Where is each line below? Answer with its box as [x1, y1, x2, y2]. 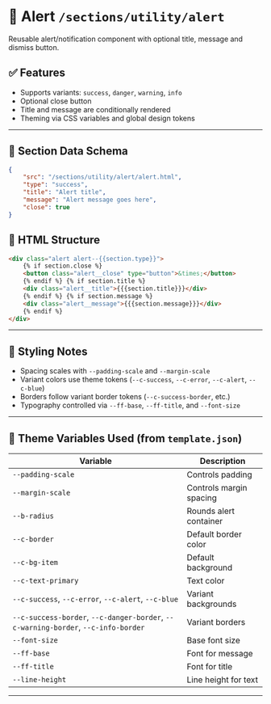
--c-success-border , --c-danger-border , [12, 612, 164, 622]
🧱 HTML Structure [8, 234, 101, 247]
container [186, 516, 223, 526]
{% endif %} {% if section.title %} [23, 277, 147, 285]
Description [199, 456, 246, 466]
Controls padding [186, 469, 252, 480]
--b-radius [12, 512, 54, 521]
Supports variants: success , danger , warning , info [19, 87, 183, 97]
